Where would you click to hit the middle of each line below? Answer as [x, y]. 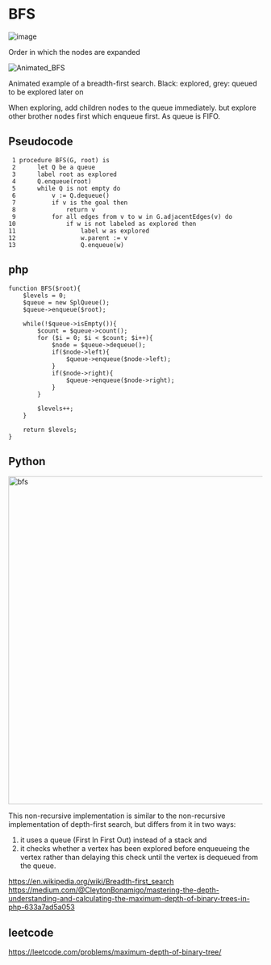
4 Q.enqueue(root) [52, 181]
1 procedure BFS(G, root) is [61, 160]
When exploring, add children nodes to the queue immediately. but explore [132, 107]
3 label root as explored [64, 174]
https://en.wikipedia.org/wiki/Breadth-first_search [92, 882]
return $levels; [50, 430]
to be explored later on [46, 92]
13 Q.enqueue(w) [67, 245]
